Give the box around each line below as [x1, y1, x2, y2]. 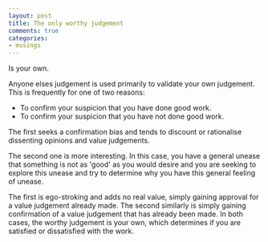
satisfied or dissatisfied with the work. [8, 226, 135, 236]
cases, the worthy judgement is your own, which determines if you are [8, 218, 242, 228]
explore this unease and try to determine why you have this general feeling [8, 168, 256, 178]
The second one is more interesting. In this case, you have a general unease [8, 151, 261, 161]
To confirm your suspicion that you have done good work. [19, 103, 212, 113]
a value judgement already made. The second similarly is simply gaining [8, 201, 246, 211]
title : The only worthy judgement [8, 19, 124, 27]
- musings [8, 42, 42, 50]
